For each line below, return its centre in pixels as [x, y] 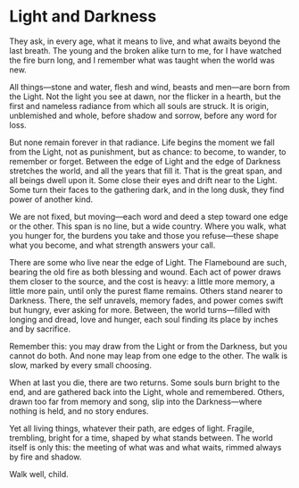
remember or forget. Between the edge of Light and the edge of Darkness [145, 161]
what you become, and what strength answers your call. [112, 245]
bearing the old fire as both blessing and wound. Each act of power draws [145, 272]
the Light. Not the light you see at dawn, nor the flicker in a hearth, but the [145, 97]
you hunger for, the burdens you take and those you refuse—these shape [144, 235]
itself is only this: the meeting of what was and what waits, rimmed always [145, 447]
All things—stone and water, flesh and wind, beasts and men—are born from [149, 87]
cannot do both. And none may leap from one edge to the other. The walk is [149, 356]
